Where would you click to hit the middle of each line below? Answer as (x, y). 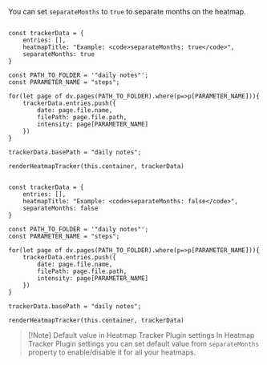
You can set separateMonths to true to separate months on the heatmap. (127, 12)
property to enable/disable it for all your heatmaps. (112, 352)
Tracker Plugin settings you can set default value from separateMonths (143, 344)
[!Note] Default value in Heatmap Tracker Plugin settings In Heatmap (141, 335)
